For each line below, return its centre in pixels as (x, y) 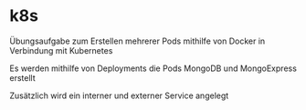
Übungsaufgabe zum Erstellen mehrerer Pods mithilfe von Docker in (137, 41)
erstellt (22, 77)
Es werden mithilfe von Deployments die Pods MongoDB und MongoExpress (153, 68)
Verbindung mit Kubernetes (61, 50)
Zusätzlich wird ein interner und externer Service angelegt (119, 95)
